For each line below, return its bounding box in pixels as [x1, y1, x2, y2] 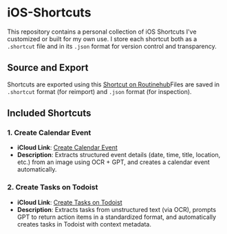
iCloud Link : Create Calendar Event [17, 143, 118, 152]
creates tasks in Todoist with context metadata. [17, 220, 151, 228]
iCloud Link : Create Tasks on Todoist [17, 198, 122, 207]
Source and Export [7, 62, 89, 73]
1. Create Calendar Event [7, 128, 91, 138]
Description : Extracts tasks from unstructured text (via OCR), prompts [17, 205, 217, 213]
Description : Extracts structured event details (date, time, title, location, [17, 151, 221, 159]
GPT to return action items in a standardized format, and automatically [17, 213, 217, 221]
